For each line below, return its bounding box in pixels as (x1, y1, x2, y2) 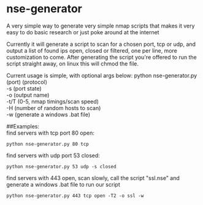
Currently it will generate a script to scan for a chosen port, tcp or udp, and (6, 40, 196, 48)
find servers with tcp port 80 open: (6, 129, 95, 136)
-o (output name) (6, 91, 50, 99)
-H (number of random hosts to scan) (6, 104, 101, 111)
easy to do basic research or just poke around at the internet (6, 28, 159, 35)
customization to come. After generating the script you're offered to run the (6, 53, 197, 61)
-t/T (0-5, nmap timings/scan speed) (6, 97, 99, 105)
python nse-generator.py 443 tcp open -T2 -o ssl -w (6, 192, 144, 199)
